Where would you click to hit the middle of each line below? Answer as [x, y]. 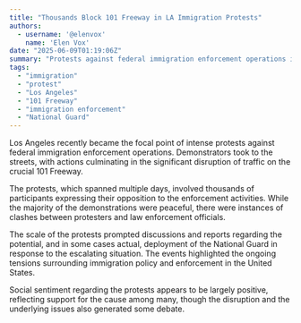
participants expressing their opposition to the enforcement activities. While [149, 199]
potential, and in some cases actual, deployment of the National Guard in [143, 244]
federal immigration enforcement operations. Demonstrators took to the [141, 152]
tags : [19, 68]
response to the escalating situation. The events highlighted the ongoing [142, 254]
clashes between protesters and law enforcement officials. [117, 217]
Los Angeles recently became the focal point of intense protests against [142, 143]
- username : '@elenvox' [61, 34]
